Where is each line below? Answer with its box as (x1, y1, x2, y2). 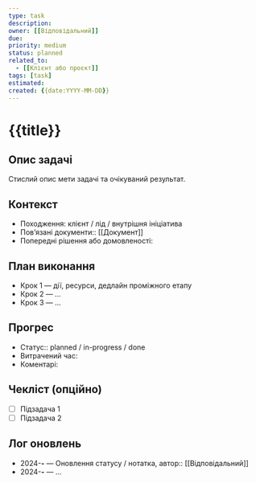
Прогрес (8, 321, 54, 334)
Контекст (8, 198, 58, 211)
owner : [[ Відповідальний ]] (8, 27, 99, 35)
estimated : (8, 79, 45, 87)
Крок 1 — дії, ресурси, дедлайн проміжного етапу (19, 280, 192, 290)
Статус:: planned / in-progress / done (19, 342, 146, 352)
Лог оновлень (8, 437, 82, 451)
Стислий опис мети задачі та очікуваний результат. (8, 174, 186, 184)
